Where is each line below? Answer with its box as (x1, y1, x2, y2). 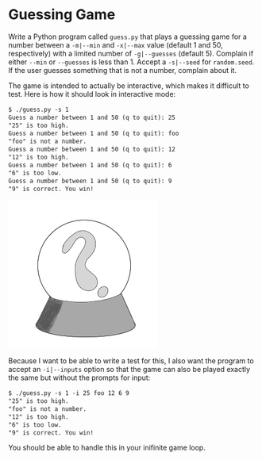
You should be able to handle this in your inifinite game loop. (8, 443, 206, 452)
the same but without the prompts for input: (8, 373, 151, 382)
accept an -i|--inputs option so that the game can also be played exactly (8, 364, 251, 374)
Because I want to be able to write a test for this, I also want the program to (8, 355, 254, 366)
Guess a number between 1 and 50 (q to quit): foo (8, 129, 179, 137)
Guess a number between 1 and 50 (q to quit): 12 (8, 145, 176, 153)
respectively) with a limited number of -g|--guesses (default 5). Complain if (8, 48, 254, 58)
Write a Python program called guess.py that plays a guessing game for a (8, 32, 248, 41)
